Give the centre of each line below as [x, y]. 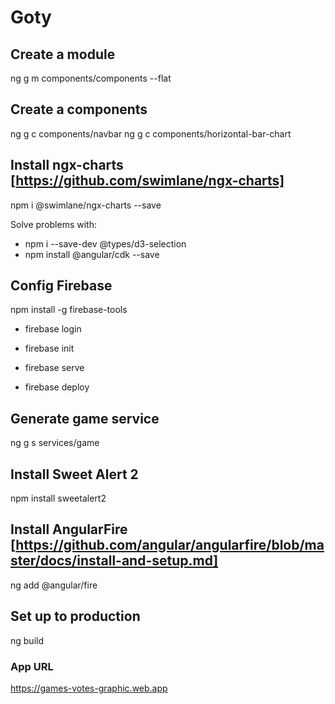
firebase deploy [57, 387]
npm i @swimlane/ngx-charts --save [86, 205]
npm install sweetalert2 [58, 498]
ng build [27, 640]
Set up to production [75, 616]
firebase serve [54, 368]
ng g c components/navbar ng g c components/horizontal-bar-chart [151, 133]
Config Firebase [61, 286]
